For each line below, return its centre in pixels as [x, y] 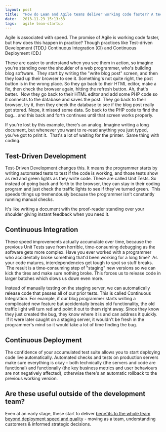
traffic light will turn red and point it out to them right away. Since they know [82, 309]
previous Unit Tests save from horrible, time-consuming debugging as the [80, 247]
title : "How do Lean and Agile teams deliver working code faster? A [79, 14]
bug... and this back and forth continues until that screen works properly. [79, 115]
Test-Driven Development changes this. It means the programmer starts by [81, 168]
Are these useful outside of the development [75, 394]
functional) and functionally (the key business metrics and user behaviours [81, 368]
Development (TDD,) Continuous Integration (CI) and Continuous [71, 48]
